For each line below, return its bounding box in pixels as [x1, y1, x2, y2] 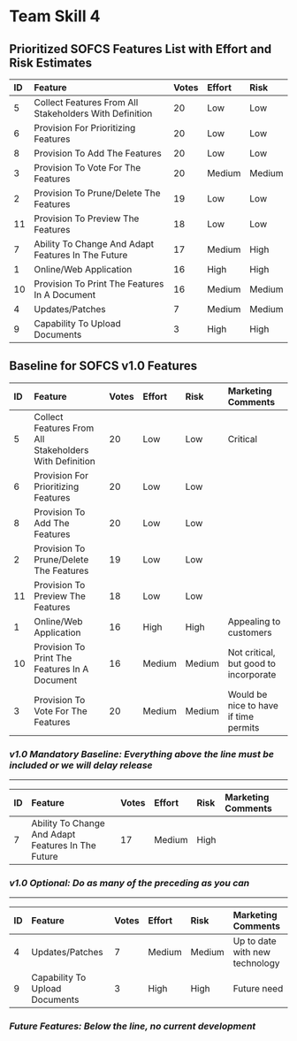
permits [227, 721, 260, 733]
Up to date [232, 935, 277, 947]
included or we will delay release [9, 759, 153, 771]
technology [232, 957, 280, 969]
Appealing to [227, 615, 281, 627]
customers [227, 626, 272, 639]
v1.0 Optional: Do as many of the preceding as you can [9, 877, 250, 890]
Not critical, [227, 646, 276, 658]
